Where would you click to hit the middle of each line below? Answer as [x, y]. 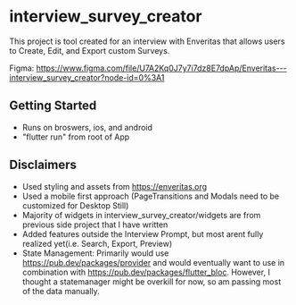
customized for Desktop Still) [75, 205]
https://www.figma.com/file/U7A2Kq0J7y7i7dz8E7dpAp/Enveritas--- [161, 68]
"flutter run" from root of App [76, 137]
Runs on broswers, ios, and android [87, 127]
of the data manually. [61, 291]
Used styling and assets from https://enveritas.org [115, 186]
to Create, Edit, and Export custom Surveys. [90, 50]
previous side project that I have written [95, 225]
